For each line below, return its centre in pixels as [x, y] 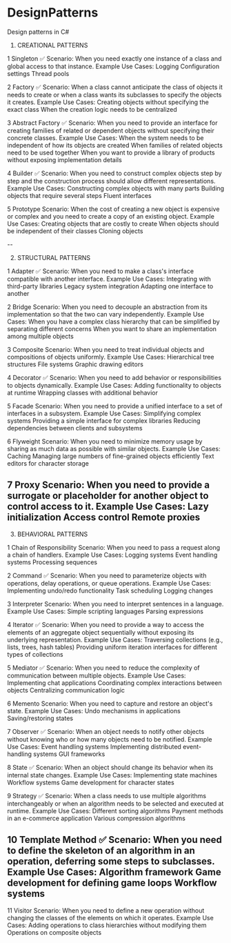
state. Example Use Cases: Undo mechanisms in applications [94, 711]
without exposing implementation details [64, 159]
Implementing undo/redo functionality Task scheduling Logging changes [110, 590]
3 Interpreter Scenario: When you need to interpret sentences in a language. [115, 604]
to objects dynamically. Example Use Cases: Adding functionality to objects [114, 385]
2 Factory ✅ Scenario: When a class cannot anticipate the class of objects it [115, 87]
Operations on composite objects [54, 932]
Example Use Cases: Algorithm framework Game [114, 872]
